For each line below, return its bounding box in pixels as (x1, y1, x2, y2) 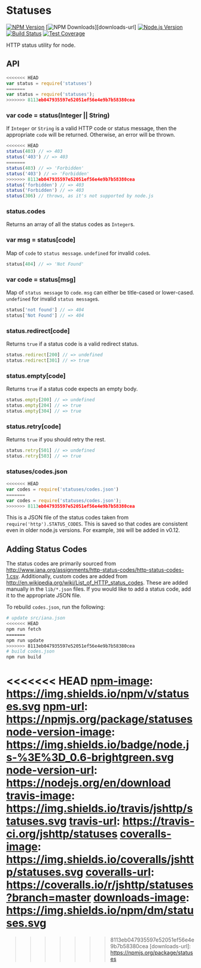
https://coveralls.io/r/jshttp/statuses (6, 878, 194, 892)
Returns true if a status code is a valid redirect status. (6, 340, 139, 347)
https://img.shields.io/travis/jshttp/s (6, 802, 193, 816)
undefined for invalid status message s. (6, 295, 100, 302)
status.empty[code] (6, 371, 66, 380)
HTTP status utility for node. (6, 41, 76, 49)
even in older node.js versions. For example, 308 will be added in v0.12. (6, 527, 181, 534)
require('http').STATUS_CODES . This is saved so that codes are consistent (6, 520, 188, 528)
